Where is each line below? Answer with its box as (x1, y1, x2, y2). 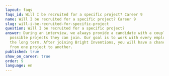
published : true (5, 49, 39, 54)
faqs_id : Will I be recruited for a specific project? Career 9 (5, 12, 143, 17)
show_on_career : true (5, 53, 51, 59)
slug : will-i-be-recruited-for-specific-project (5, 21, 109, 26)
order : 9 (5, 58, 24, 63)
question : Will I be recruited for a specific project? (5, 26, 125, 31)
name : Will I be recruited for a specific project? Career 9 (5, 16, 136, 21)
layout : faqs (5, 7, 33, 12)
